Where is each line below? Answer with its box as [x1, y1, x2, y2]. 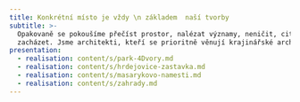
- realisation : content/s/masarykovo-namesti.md [17, 71, 202, 80]
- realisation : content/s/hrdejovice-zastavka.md [17, 63, 205, 72]
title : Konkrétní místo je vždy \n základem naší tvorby [9, 12, 229, 22]
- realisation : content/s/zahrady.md [17, 79, 158, 88]
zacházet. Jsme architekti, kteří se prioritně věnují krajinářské [17, 37, 274, 47]
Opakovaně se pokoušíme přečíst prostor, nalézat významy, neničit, [17, 29, 278, 38]
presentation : [9, 46, 62, 55]
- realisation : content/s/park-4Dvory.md [17, 54, 174, 63]
